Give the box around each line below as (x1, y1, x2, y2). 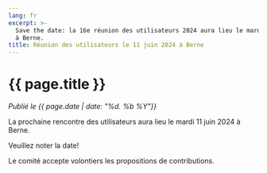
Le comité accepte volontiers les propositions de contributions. (8, 156, 215, 166)
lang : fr (8, 11, 37, 20)
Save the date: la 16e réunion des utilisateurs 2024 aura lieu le (15, 26, 244, 34)
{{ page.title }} (8, 75, 106, 94)
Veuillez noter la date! (8, 140, 79, 151)
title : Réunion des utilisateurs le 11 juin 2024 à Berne (8, 41, 204, 49)
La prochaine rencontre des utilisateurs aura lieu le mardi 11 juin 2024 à (8, 117, 241, 127)
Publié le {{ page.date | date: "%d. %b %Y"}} (8, 102, 157, 111)
